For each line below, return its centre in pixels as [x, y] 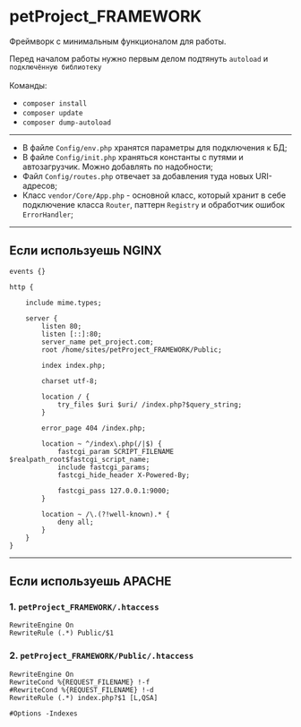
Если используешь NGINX [86, 251]
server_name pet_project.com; [98, 342]
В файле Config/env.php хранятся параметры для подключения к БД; [155, 147]
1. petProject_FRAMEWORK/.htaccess [84, 607]
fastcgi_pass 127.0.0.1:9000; [113, 491]
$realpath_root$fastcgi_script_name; [80, 459]
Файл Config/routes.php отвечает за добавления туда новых [138, 175]
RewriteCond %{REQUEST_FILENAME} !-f [80, 682]
